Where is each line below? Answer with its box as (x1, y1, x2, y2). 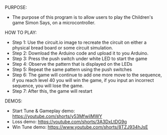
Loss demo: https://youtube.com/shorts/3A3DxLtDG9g (12, 119, 127, 124)
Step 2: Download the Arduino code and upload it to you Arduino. (12, 50, 149, 56)
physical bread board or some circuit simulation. (12, 45, 113, 50)
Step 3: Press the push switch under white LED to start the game (12, 56, 148, 62)
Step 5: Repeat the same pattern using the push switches (12, 66, 132, 72)
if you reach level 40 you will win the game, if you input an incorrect (12, 77, 154, 83)
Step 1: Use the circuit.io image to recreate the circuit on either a (12, 39, 147, 45)
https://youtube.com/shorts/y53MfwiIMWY (12, 113, 103, 119)
